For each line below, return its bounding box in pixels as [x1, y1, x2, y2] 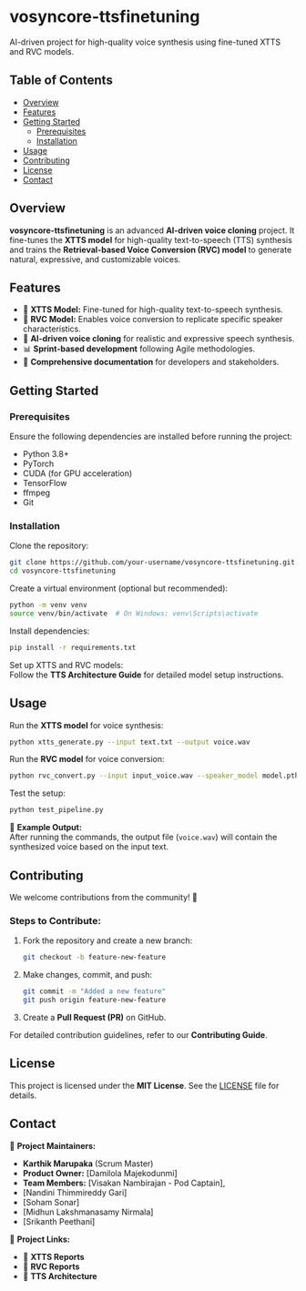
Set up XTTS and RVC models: [9, 659, 124, 670]
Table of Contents [9, 73, 114, 88]
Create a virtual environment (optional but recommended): [9, 583, 229, 594]
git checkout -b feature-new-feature [22, 953, 167, 962]
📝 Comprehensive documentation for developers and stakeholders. [22, 357, 280, 368]
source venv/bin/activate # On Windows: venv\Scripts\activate [9, 608, 259, 618]
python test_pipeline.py [9, 806, 104, 815]
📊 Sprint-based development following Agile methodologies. [22, 343, 256, 354]
